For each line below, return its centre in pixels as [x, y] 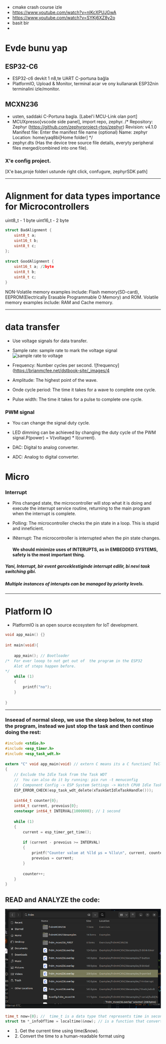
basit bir [21, 23]
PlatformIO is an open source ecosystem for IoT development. [75, 625]
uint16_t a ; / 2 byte [34, 267]
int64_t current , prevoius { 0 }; [46, 806]
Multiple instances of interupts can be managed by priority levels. [75, 583]
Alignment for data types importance [83, 196]
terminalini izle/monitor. [36, 89]
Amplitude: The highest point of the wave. [55, 380]
